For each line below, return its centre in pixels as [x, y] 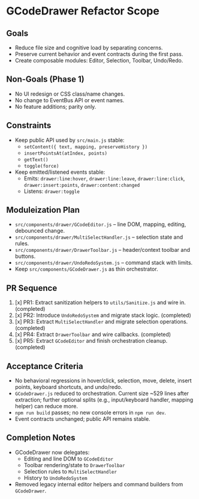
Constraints [29, 125]
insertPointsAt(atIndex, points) [66, 153]
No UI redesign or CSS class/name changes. [70, 94]
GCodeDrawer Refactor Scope [83, 11]
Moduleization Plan [43, 210]
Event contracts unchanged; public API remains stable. [83, 419]
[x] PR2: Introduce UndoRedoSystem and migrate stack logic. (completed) [103, 315]
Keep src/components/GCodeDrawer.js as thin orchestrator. [86, 269]
